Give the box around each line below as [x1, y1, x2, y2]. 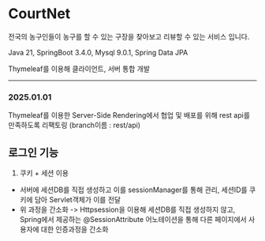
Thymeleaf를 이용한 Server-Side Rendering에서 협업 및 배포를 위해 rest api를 [8, 111, 251, 120]
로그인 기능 [8, 145, 59, 159]
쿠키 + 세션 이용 [19, 168, 69, 178]
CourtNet [8, 5, 71, 23]
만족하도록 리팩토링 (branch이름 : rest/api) [8, 120, 140, 130]
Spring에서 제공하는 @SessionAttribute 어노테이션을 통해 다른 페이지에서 [19, 215, 247, 224]
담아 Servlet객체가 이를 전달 [34, 195, 121, 205]
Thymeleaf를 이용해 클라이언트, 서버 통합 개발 [8, 64, 151, 73]
